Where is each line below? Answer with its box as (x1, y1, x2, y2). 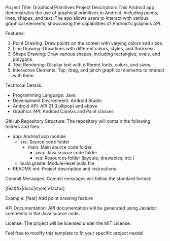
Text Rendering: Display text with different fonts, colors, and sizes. (12, 62, 152, 67)
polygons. (12, 56, 34, 62)
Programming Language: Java (12, 92, 76, 98)
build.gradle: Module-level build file (20, 160, 95, 166)
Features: (5, 30, 25, 36)
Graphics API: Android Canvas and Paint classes (12, 109, 114, 114)
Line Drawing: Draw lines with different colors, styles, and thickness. (12, 46, 156, 51)
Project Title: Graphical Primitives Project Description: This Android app (5, 5, 155, 10)
